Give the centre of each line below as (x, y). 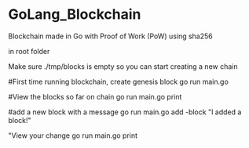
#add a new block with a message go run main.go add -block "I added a (125, 112)
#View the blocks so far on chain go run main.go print (95, 96)
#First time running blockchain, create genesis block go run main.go (119, 81)
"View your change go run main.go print (73, 135)
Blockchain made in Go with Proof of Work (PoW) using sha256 (111, 36)
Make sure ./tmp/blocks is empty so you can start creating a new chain (123, 66)
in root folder (29, 51)
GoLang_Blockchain (75, 14)
